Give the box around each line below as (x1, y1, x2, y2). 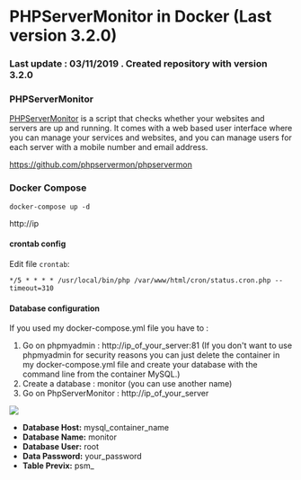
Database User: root (22, 441, 100, 452)
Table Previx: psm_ (22, 460, 94, 471)
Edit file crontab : (9, 258, 70, 269)
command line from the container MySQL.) (22, 369, 181, 379)
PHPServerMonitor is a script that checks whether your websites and (9, 113, 265, 124)
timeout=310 (9, 283, 54, 293)
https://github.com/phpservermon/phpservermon (9, 159, 193, 170)
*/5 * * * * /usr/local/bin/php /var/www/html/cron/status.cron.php (9, 276, 271, 285)
